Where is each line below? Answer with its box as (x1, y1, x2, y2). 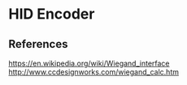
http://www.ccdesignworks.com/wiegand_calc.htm (8, 67, 179, 77)
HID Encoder (8, 5, 95, 23)
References (8, 37, 68, 51)
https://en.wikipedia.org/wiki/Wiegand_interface (8, 58, 170, 68)
